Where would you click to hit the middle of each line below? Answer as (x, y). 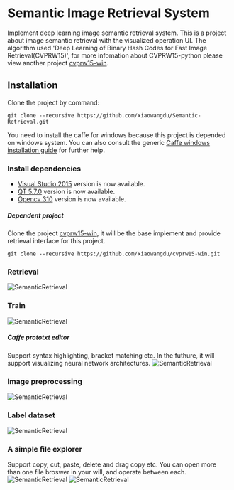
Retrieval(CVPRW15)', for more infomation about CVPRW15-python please (115, 55)
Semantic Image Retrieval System (109, 13)
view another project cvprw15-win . (58, 63)
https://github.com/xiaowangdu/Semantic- (139, 115)
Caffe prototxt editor (38, 337)
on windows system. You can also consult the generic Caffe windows (109, 142)
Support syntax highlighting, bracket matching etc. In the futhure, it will (111, 355)
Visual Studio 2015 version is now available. (81, 184)
